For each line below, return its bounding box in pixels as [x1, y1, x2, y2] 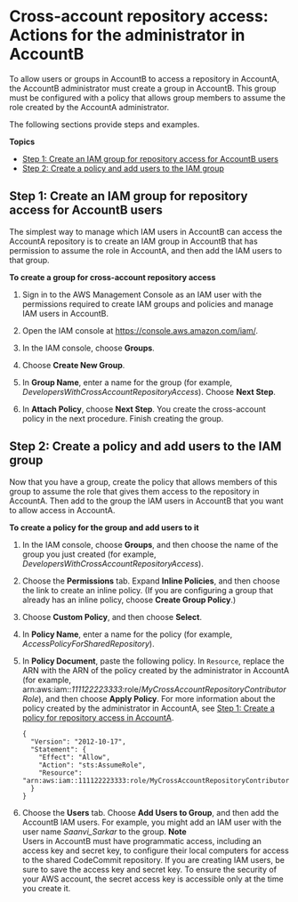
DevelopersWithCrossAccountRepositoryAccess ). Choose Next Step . [21, 386, 276, 397]
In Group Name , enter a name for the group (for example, [21, 376, 233, 388]
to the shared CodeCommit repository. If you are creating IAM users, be [21, 854, 285, 865]
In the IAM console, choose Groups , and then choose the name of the [21, 539, 278, 550]
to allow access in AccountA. [9, 504, 116, 515]
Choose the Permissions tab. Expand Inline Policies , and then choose [21, 576, 280, 586]
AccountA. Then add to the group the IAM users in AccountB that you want [9, 495, 284, 506]
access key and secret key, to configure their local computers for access [21, 845, 289, 856]
